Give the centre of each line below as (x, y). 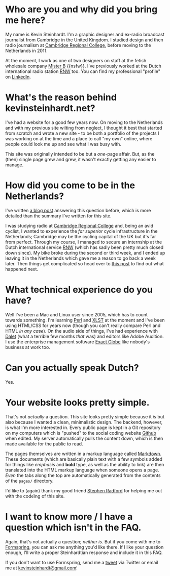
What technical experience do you (79, 290)
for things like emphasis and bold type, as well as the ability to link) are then (85, 464)
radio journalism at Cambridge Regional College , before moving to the (78, 45)
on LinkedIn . (18, 77)
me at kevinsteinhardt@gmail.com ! (41, 568)
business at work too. (28, 347)
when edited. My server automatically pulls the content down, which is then (84, 438)
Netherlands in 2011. (27, 51)
